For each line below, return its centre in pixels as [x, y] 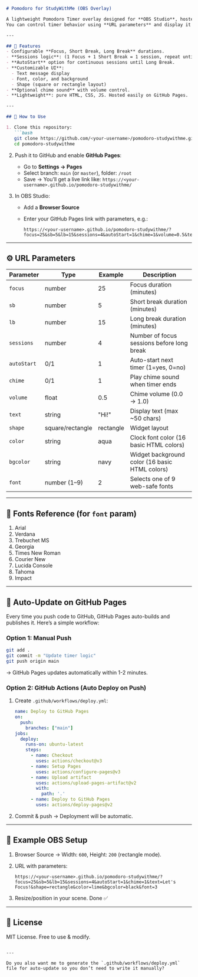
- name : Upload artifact [61, 777]
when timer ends [153, 385]
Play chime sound [155, 377]
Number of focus [154, 336]
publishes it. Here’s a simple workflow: [53, 623]
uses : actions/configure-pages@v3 [78, 772]
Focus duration [151, 285]
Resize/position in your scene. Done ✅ [61, 898]
